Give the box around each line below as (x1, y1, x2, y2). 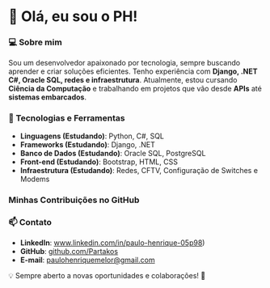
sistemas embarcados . (8, 92, 87, 102)
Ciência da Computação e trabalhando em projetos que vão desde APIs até (8, 84, 263, 94)
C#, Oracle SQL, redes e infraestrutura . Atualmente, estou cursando (8, 75, 238, 85)
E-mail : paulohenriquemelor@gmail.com (19, 255, 155, 265)
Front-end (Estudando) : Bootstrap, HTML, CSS (19, 157, 178, 167)
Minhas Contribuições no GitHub (8, 194, 140, 205)
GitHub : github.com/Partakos (19, 247, 119, 256)
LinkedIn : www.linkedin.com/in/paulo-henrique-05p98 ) (19, 238, 205, 248)
